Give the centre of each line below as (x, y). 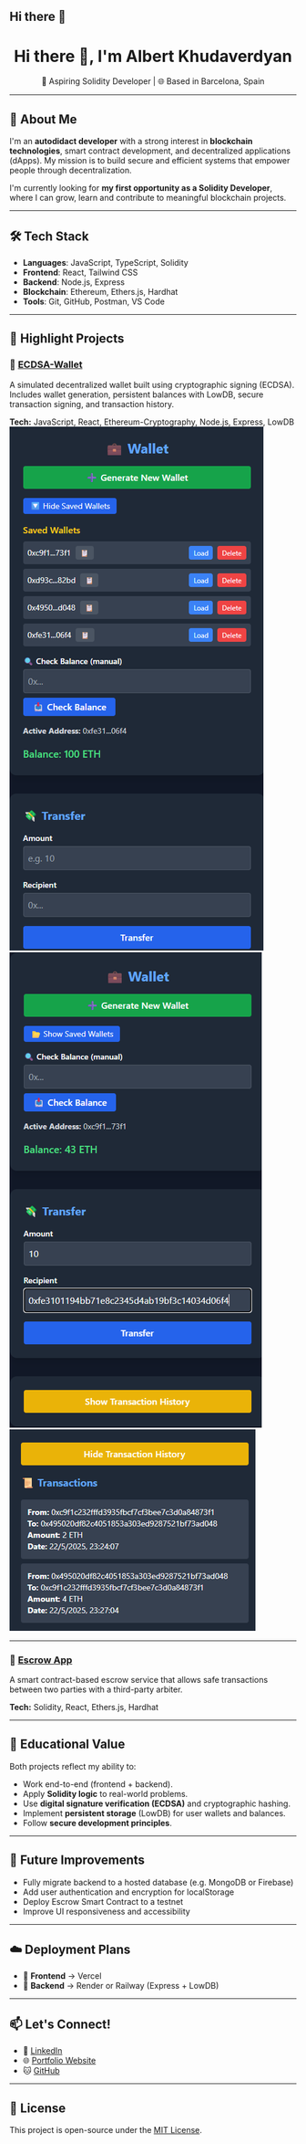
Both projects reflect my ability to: (73, 1766)
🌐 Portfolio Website (59, 2061)
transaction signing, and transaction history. (92, 404)
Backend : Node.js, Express (74, 282)
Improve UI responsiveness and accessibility (107, 1911)
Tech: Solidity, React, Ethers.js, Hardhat (84, 1707)
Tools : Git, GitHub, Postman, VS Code (94, 301)
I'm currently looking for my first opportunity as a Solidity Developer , (141, 188)
